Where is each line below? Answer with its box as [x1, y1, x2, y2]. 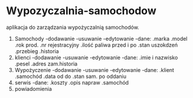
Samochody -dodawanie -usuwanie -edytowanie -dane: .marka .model [14, 35, 188, 42]
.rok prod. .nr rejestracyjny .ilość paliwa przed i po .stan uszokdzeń [14, 41, 178, 48]
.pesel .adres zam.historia [14, 60, 78, 67]
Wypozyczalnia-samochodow [6, 4, 156, 18]
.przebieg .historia [14, 47, 59, 54]
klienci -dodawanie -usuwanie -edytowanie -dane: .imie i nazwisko [14, 54, 178, 61]
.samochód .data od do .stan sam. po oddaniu [14, 73, 127, 80]
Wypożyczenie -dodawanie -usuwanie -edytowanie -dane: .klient [14, 66, 174, 73]
